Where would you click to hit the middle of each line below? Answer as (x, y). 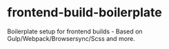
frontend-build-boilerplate (84, 13)
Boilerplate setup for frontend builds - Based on (75, 31)
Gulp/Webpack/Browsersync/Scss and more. (71, 38)
